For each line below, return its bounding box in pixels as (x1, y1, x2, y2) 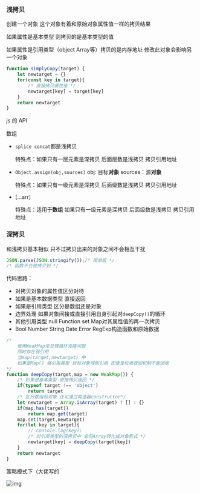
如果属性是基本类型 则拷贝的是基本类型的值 (6, 33, 114, 41)
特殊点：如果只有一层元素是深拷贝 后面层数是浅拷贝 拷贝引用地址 (15, 156, 177, 163)
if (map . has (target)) (17, 405, 69, 411)
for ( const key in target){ (17, 77, 85, 83)
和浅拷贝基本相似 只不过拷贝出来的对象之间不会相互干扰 (6, 245, 146, 252)
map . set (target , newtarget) (17, 417, 85, 423)
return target (28, 388, 63, 395)
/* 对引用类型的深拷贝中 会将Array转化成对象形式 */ (28, 434, 146, 440)
